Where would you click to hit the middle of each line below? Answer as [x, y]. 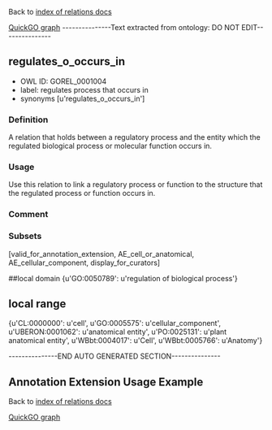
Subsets [25, 237]
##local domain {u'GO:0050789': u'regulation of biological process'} [123, 278]
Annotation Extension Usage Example [106, 382]
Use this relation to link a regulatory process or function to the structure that [136, 185]
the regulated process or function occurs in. [82, 193]
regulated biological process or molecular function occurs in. [110, 146]
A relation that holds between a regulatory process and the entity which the [135, 137]
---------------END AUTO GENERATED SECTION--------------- [114, 356]
